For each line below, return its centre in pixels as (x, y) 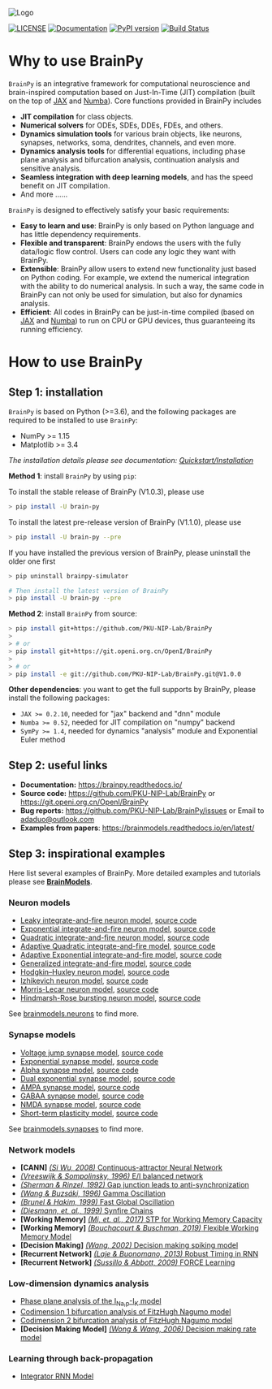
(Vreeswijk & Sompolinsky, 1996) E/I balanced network (112, 1176)
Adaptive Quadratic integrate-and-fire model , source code (118, 946)
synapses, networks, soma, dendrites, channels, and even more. (128, 142)
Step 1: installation (56, 392)
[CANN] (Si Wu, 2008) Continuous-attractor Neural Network (121, 1167)
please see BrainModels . (51, 882)
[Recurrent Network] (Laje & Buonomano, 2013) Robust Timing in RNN (139, 1253)
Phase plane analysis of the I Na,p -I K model (91, 1302)
